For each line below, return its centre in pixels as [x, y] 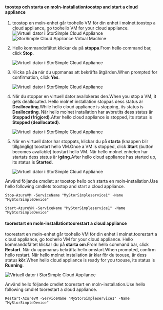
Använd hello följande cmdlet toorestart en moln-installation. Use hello [75, 285]
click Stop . [23, 53]
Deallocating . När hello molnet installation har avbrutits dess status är [82, 112]
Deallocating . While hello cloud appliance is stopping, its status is [78, 107]
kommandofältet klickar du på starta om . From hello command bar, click [77, 244]
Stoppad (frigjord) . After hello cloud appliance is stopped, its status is [82, 117]
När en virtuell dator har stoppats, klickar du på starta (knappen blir [80, 142]
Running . [14, 265]
